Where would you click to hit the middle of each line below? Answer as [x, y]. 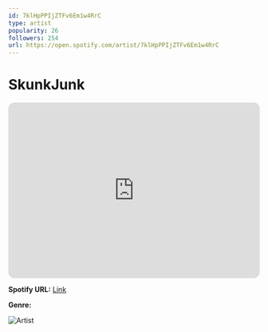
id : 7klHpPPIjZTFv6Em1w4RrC [55, 16]
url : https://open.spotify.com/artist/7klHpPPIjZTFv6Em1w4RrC [114, 45]
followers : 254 [33, 38]
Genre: [20, 305]
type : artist [30, 23]
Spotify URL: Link [37, 290]
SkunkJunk [47, 85]
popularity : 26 [33, 30]
